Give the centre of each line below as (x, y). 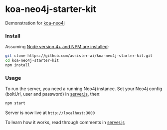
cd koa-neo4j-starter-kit (32, 61)
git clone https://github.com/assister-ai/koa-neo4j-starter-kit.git (79, 56)
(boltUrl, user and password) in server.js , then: (53, 94)
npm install (17, 65)
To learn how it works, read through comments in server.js (65, 123)
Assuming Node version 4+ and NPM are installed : (57, 47)
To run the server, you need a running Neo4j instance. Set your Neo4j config (84, 89)
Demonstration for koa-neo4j (35, 23)
